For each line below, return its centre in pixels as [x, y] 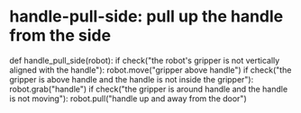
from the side [60, 35]
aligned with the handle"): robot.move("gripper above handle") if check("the [150, 70]
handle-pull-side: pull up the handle [146, 17]
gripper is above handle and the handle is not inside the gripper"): [132, 79]
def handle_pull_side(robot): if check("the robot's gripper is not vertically [145, 60]
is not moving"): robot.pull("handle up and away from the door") [128, 98]
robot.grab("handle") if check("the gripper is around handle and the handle [149, 89]
